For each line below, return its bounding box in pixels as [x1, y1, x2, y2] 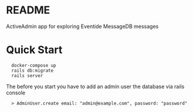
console [6, 89, 26, 96]
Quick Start [6, 43, 63, 57]
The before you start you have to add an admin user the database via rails [6, 83, 185, 90]
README [6, 3, 50, 17]
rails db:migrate [11, 68, 54, 73]
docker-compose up [11, 62, 57, 68]
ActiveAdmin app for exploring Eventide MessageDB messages [6, 23, 159, 30]
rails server [11, 72, 43, 79]
